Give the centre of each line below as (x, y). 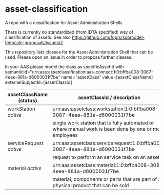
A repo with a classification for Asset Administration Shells (64, 23)
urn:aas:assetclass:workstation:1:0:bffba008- (105, 109)
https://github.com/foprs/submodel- (108, 37)
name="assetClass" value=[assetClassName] (107, 77)
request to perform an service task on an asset (106, 157)
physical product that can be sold (91, 185)
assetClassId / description (109, 97)
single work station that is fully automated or (103, 122)
